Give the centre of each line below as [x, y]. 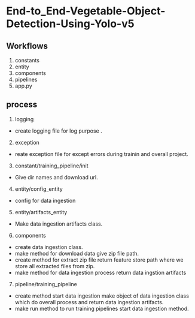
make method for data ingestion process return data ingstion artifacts [100, 272]
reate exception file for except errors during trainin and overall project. [101, 154]
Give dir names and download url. [56, 177]
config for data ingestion [45, 200]
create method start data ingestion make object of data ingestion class [102, 296]
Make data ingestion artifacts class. [59, 224]
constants [27, 60]
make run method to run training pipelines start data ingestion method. [102, 308]
